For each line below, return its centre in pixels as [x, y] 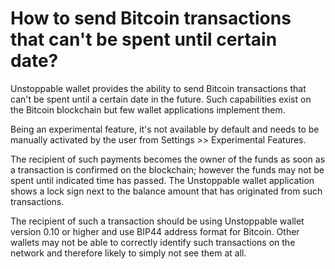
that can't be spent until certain [144, 39]
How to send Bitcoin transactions [151, 18]
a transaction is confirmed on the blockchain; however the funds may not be [167, 169]
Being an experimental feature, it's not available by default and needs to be [165, 129]
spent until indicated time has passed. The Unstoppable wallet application [162, 180]
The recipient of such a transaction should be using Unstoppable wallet [157, 221]
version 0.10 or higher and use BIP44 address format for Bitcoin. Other [155, 231]
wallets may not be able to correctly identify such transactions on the [153, 242]
